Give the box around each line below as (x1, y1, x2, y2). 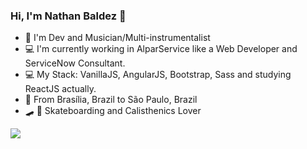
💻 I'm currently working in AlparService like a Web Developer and (24, 43, 298, 55)
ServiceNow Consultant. (24, 57, 126, 69)
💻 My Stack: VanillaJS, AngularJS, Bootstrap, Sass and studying (24, 69, 292, 81)
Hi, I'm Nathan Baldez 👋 (10, 9, 127, 23)
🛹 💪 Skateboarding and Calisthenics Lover (24, 105, 202, 117)
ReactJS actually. (24, 83, 97, 95)
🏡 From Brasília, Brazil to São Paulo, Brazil (24, 94, 198, 106)
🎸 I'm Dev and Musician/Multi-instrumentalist (24, 32, 211, 44)
